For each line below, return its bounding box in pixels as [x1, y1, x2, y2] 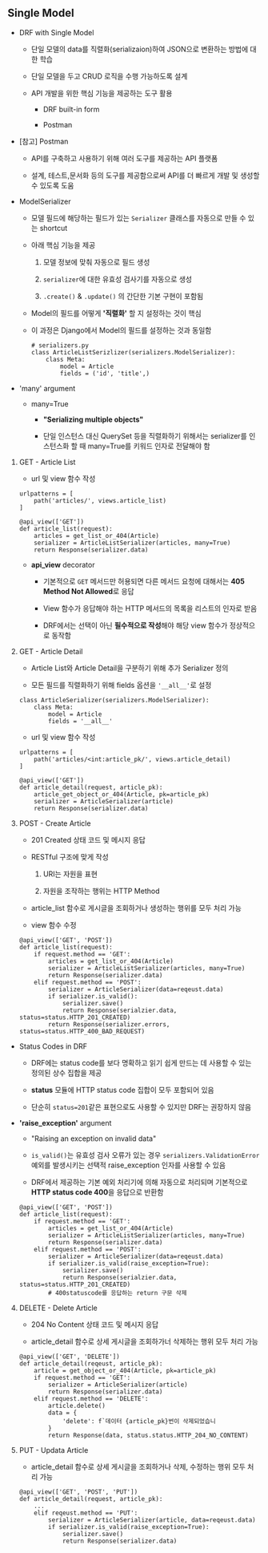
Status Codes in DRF [18, 1041, 88, 1051]
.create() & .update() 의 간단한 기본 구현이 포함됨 [42, 291, 204, 301]
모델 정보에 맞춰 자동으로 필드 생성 [42, 257, 150, 267]
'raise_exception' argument [18, 1118, 112, 1127]
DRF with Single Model [18, 27, 94, 37]
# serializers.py [30, 341, 90, 350]
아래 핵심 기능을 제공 [30, 240, 96, 249]
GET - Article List [18, 457, 76, 467]
